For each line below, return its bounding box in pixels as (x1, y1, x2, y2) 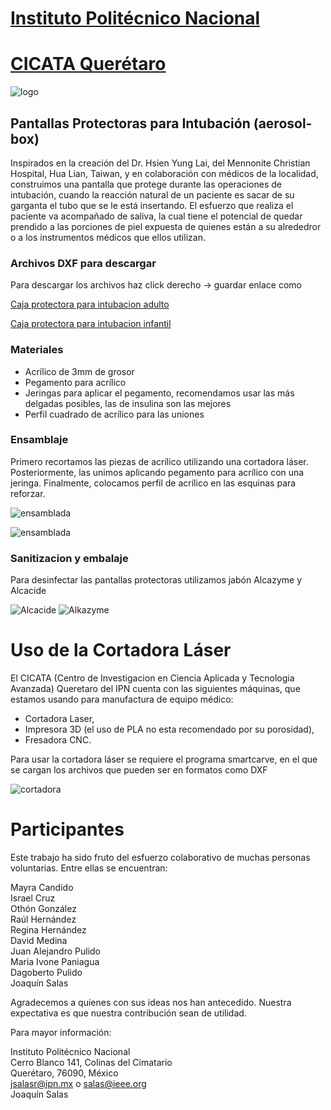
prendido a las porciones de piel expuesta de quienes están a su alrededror (10, 220, 322, 232)
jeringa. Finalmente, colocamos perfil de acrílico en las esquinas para (10, 477, 297, 489)
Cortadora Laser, (24, 713, 95, 725)
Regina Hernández (10, 924, 87, 936)
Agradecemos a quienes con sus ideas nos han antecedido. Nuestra (10, 997, 292, 1008)
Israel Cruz (10, 892, 56, 904)
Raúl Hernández (10, 913, 77, 925)
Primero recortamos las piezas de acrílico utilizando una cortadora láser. (10, 455, 309, 467)
